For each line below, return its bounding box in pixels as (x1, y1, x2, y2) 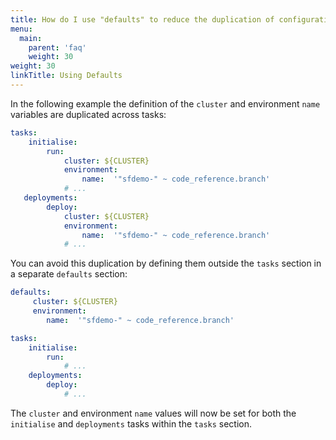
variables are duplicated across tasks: (10, 108, 167, 120)
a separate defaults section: (10, 268, 128, 280)
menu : (10, 24, 33, 34)
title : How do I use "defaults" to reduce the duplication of (10, 14, 275, 25)
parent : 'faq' (28, 42, 87, 53)
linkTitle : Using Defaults (10, 71, 123, 81)
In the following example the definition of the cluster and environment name (10, 97, 321, 110)
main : (19, 33, 43, 43)
